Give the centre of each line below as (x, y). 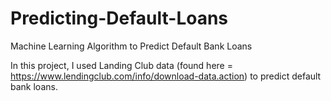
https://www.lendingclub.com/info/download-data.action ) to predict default (166, 76)
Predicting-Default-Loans (119, 18)
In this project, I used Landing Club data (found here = (121, 65)
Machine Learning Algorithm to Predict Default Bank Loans (131, 46)
